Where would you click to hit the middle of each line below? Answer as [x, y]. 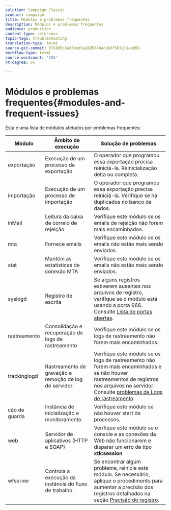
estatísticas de [62, 265]
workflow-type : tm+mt [28, 53]
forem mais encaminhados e [128, 367]
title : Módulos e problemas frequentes [48, 19]
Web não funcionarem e [122, 441]
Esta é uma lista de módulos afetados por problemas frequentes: [73, 128]
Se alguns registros [117, 280]
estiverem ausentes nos [122, 286]
